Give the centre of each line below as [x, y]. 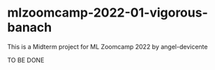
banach [30, 27]
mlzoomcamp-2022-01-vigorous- [107, 13]
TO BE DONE [26, 60]
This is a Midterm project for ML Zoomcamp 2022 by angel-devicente [107, 46]
